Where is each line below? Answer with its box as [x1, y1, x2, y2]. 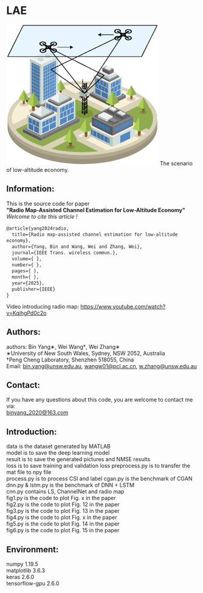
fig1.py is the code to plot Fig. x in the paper [6, 495, 117, 502]
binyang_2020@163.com [6, 409, 69, 416]
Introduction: [6, 427, 57, 437]
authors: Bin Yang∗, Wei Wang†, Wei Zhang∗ [6, 343, 120, 350]
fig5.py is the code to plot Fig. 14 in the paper [6, 520, 120, 527]
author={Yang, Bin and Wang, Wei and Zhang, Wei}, [12, 244, 143, 250]
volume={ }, [12, 256, 43, 262]
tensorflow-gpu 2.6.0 [6, 580, 60, 587]
